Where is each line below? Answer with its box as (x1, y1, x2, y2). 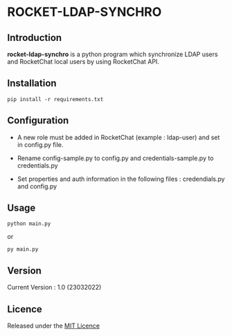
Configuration (7, 115, 69, 127)
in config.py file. (17, 140, 64, 149)
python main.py (7, 220, 51, 227)
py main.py (7, 246, 39, 253)
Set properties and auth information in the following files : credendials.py (17, 175, 225, 183)
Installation (7, 78, 57, 89)
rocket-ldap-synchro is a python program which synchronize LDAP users (7, 50, 218, 58)
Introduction (7, 32, 62, 44)
